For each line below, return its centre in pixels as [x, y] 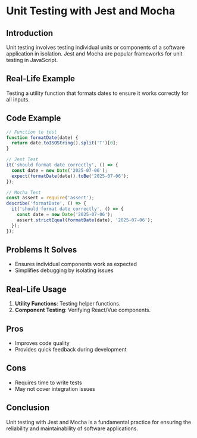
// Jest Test [22, 159]
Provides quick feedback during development [71, 349]
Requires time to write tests [48, 383]
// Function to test [32, 132]
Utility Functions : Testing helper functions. [68, 304]
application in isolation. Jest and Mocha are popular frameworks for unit [94, 54]
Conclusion [28, 408]
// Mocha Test [24, 192]
